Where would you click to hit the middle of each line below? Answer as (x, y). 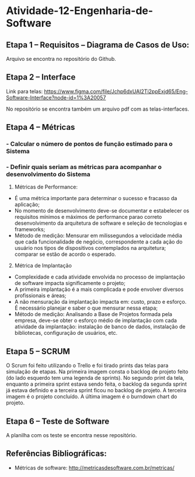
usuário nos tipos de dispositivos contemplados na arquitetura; (90, 248)
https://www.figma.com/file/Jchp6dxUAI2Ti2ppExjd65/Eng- (116, 91)
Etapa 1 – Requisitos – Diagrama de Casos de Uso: (98, 45)
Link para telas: (25, 91)
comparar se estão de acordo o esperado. (65, 254)
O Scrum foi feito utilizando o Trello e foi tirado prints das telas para (87, 366)
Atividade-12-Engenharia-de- (80, 11)
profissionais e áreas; (40, 296)
